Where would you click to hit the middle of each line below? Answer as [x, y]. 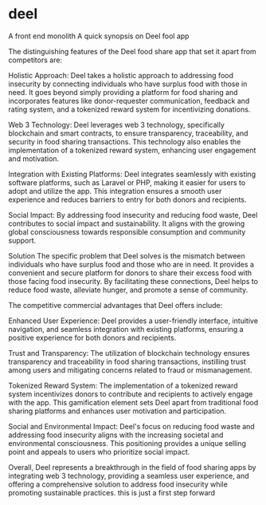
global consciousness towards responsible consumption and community [127, 231]
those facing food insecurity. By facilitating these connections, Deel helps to [133, 281]
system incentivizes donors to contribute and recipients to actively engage [131, 394]
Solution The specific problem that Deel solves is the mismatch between [127, 255]
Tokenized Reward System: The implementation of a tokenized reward [123, 385]
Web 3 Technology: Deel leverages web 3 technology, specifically [116, 124]
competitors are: [35, 60]
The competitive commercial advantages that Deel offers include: [115, 305]
